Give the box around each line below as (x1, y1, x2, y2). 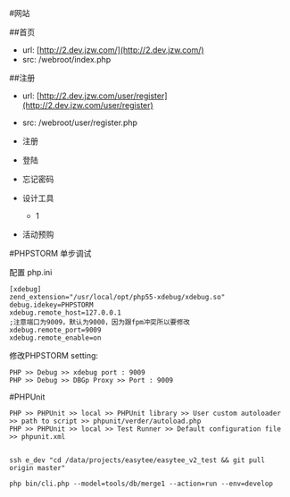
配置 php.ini (9, 267, 53, 277)
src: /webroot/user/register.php (21, 117, 138, 128)
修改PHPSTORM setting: (9, 350, 99, 360)
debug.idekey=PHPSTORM (9, 300, 94, 309)
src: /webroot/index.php (21, 55, 112, 64)
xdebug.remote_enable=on (9, 333, 102, 342)
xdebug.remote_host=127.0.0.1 (9, 308, 122, 317)
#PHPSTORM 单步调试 (9, 248, 92, 258)
